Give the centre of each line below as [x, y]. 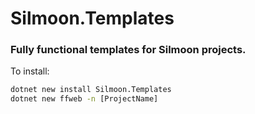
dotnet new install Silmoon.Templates [91, 90]
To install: [30, 71]
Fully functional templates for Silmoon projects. [128, 50]
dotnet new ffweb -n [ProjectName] [84, 99]
